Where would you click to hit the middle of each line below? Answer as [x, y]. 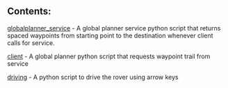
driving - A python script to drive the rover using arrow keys [93, 77]
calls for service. [31, 43]
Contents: [29, 11]
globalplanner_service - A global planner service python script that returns [114, 28]
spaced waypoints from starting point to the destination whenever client [110, 35]
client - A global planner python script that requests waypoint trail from [109, 56]
